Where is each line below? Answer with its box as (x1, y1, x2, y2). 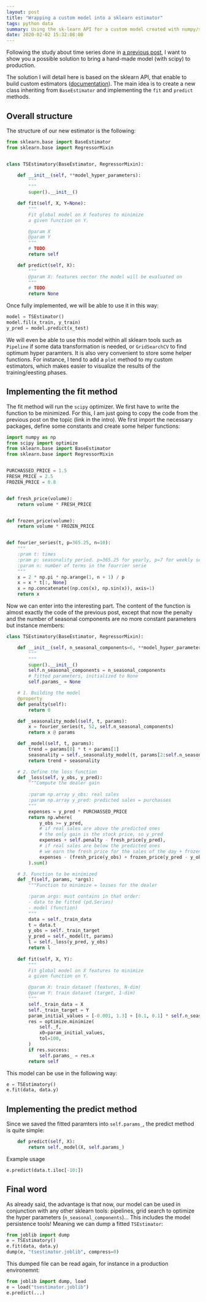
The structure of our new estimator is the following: (6, 127, 136, 134)
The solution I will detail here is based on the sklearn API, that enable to (6, 74, 187, 81)
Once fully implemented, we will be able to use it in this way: (6, 302, 159, 310)
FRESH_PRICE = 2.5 (6, 473, 53, 479)
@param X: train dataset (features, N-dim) (28, 984, 141, 991)
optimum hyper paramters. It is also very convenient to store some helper (6, 349, 192, 356)
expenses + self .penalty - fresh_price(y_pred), (39, 837, 166, 843)
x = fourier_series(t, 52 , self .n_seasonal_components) (28, 724, 174, 730)
